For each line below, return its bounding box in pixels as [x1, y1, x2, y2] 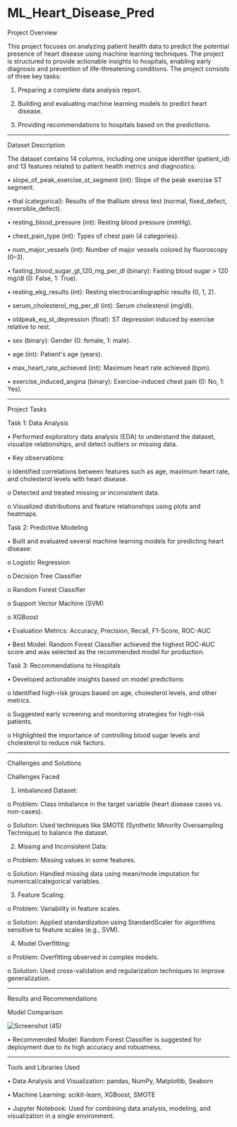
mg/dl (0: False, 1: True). [7, 274, 78, 282]
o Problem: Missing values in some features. [7, 855, 136, 864]
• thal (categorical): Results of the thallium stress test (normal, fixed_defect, [7, 196, 227, 205]
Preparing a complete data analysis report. [17, 85, 142, 94]
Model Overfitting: [17, 939, 71, 947]
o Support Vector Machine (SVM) [7, 598, 104, 608]
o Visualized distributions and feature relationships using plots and [7, 502, 201, 510]
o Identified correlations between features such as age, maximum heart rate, [7, 467, 230, 476]
